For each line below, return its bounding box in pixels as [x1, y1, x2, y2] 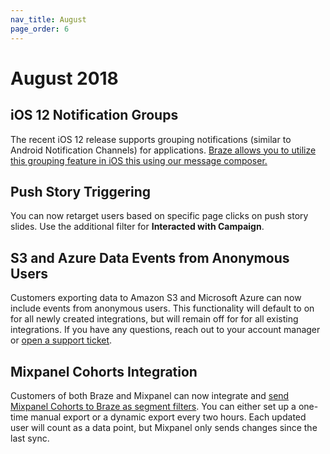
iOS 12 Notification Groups [10, 107, 179, 124]
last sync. [10, 432, 50, 444]
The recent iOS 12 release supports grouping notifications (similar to [10, 133, 292, 145]
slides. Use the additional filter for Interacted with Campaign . [10, 221, 265, 233]
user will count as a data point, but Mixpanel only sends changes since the [10, 421, 318, 433]
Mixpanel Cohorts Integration [10, 363, 198, 380]
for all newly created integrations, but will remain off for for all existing [10, 313, 299, 325]
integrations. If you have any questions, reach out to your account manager [10, 324, 321, 336]
